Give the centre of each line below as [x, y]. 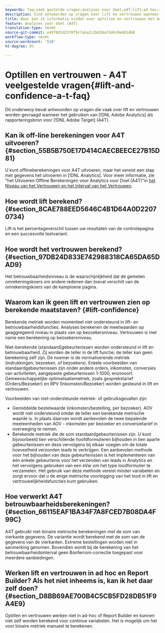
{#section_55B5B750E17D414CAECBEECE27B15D [82, 151]
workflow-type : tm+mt [27, 37]
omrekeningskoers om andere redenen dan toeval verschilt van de [72, 282]
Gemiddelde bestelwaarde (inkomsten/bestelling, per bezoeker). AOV [82, 408]
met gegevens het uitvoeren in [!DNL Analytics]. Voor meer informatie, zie [80, 176]
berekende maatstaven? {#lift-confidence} [72, 310]
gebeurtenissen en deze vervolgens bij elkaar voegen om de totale [80, 444]
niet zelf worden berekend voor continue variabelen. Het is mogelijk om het [81, 621]
